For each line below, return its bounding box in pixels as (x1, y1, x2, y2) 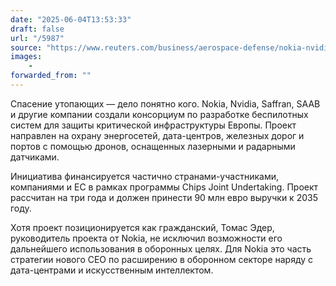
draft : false (10, 24, 65, 34)
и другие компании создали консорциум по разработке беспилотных (10, 108, 309, 120)
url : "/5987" (10, 33, 65, 43)
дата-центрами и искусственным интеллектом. (10, 264, 214, 276)
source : (10, 42, 43, 53)
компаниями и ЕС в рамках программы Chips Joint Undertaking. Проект (10, 181, 319, 193)
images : (10, 52, 43, 62)
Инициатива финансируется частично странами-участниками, (10, 170, 279, 182)
